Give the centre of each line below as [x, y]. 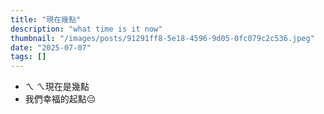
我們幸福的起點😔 [60, 99]
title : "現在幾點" [46, 19]
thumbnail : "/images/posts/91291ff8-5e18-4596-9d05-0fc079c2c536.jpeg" [162, 38]
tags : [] [28, 57]
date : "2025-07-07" [51, 47]
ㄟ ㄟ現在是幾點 [57, 87]
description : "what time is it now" [86, 29]
